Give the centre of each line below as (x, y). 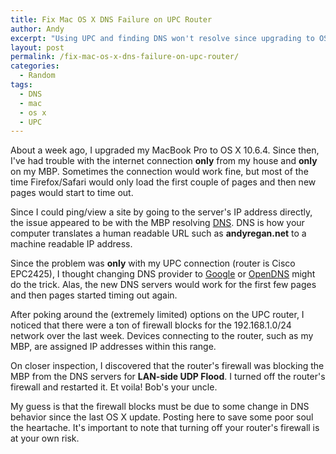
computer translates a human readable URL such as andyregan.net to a (158, 233)
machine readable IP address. (71, 244)
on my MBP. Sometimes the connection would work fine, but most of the (159, 172)
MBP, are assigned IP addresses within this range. (113, 347)
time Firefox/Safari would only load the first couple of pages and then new (163, 182)
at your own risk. (45, 438)
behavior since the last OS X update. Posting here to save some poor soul (162, 417)
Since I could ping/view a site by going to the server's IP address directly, (161, 212)
